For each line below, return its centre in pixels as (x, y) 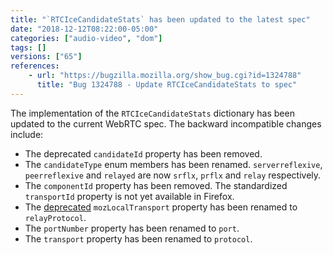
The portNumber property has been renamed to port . (132, 228)
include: (27, 134)
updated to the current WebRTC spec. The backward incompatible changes (166, 123)
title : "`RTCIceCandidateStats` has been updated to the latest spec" (160, 19)
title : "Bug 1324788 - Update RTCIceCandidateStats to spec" (167, 85)
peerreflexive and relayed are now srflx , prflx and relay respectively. (173, 175)
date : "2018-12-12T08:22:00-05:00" (84, 29)
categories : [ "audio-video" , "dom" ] (86, 38)
